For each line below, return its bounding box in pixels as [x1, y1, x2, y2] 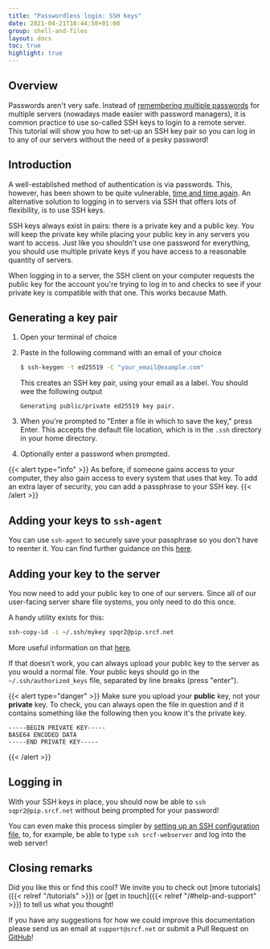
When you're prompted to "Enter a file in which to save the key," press [19, 416, 253, 426]
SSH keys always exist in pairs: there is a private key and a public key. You [8, 221, 255, 230]
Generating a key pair [8, 311, 118, 325]
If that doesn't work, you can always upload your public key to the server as [8, 658, 260, 668]
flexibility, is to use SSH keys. [8, 205, 106, 214]
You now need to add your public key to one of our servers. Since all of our [8, 588, 257, 598]
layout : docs [8, 34, 52, 43]
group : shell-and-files [8, 27, 88, 35]
